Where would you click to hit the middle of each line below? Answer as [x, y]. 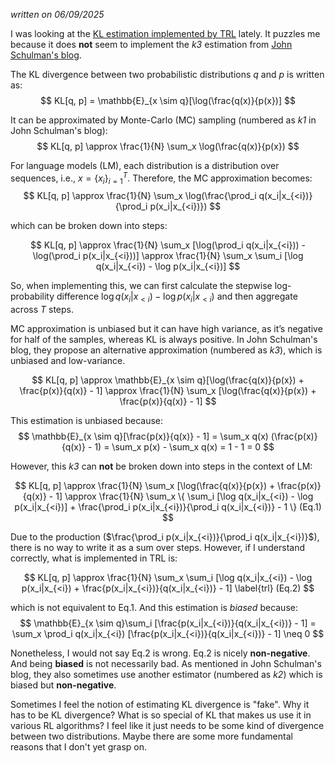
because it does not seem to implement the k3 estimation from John [151, 44]
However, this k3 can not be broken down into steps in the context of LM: [161, 466]
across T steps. [42, 310]
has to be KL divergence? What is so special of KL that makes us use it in [161, 715]
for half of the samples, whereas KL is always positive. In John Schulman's [164, 340]
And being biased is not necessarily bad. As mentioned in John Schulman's [166, 664]
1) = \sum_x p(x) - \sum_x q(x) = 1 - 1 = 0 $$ [184, 447]
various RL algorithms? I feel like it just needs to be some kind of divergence [167, 726]
